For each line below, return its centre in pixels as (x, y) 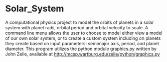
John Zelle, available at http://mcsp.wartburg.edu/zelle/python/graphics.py (83, 54)
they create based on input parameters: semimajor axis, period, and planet (82, 43)
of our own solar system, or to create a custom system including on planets (83, 38)
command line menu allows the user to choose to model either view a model (84, 33)
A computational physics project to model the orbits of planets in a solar (79, 22)
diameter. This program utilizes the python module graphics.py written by (81, 49)
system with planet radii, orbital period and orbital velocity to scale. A (77, 27)
